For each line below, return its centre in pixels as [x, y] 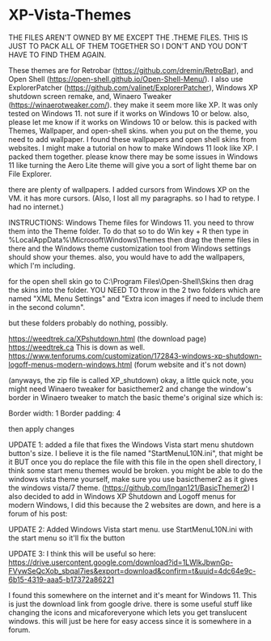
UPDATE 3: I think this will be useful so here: [82, 553]
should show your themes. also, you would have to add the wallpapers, [127, 256]
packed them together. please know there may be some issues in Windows [133, 157]
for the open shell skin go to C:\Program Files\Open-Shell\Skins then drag [131, 281]
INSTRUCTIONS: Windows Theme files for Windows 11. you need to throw [131, 222]
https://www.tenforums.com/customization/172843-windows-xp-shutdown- [135, 355]
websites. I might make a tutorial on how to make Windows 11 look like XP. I [133, 148]
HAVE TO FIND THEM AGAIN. [57, 54]
